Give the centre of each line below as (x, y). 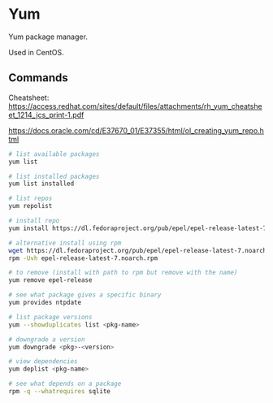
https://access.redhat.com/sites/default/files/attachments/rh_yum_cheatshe (135, 106)
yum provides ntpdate (45, 302)
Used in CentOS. (37, 52)
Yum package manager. (48, 37)
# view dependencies (43, 362)
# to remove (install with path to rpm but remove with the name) (123, 273)
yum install (28, 228)
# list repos (30, 199)
